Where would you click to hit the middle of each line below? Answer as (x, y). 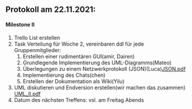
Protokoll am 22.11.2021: (51, 10)
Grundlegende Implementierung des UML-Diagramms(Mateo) (97, 62)
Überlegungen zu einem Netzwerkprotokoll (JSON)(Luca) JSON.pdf (104, 69)
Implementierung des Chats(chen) (64, 75)
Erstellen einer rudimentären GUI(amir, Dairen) (79, 56)
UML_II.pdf (27, 94)
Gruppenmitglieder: (38, 50)
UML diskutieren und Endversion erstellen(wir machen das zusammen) (100, 87)
